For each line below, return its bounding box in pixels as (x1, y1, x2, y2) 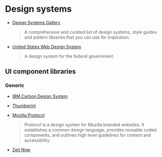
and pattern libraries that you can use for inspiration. (24, 34, 130, 40)
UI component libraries (5, 67, 76, 76)
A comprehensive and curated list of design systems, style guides (24, 29, 157, 35)
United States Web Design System (12, 44, 81, 49)
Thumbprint (12, 103, 36, 109)
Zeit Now (12, 147, 31, 153)
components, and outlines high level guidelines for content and (24, 132, 151, 138)
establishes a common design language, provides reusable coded (24, 127, 157, 133)
